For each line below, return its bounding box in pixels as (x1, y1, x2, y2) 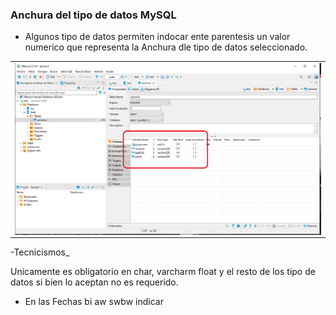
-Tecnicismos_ (10, 246, 70, 258)
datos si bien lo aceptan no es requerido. (10, 276, 179, 288)
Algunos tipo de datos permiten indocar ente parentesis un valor (24, 31, 291, 43)
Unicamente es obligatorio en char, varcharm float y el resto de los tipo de (10, 265, 316, 277)
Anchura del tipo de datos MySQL (10, 8, 177, 22)
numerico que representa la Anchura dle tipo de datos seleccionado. (24, 41, 308, 53)
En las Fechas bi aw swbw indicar (24, 295, 164, 307)
